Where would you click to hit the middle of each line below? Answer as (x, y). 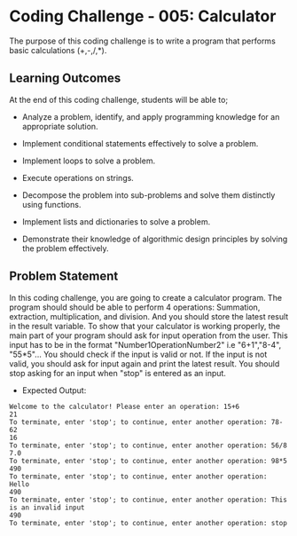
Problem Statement (64, 276)
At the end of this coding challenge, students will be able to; (119, 99)
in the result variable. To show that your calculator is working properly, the (145, 326)
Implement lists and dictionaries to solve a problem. (116, 221)
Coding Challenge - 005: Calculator (143, 16)
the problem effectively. (65, 248)
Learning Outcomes (65, 79)
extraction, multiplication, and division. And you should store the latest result (149, 316)
